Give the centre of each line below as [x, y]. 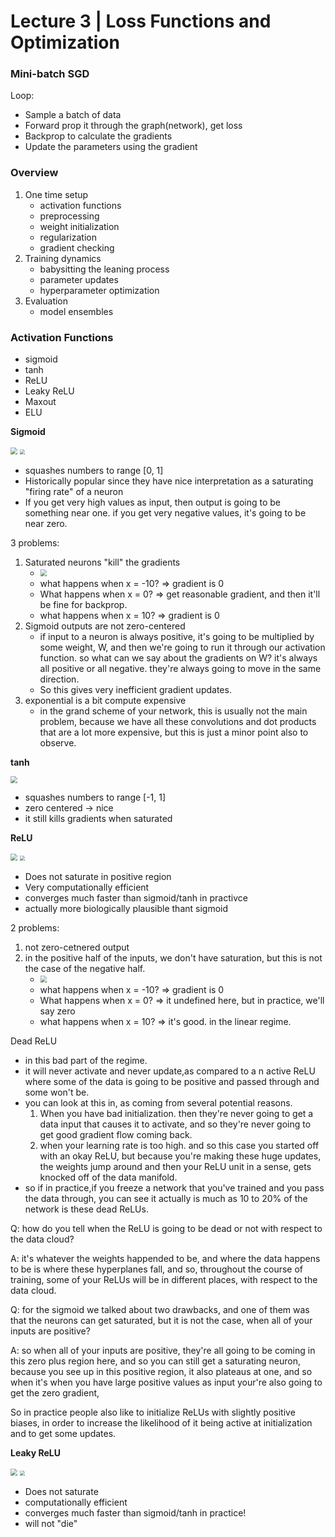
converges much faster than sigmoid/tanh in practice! [135, 1512]
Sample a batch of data [73, 115]
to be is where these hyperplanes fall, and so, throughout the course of [157, 1269]
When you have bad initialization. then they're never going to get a [176, 1113]
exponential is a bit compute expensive [105, 701]
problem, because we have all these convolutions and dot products [178, 722]
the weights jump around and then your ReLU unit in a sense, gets [175, 1166]
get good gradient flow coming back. [116, 1134]
